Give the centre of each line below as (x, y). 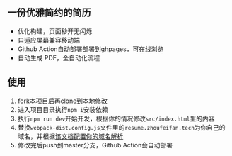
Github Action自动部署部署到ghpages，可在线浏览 (91, 49)
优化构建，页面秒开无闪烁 (55, 31)
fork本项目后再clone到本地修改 (63, 101)
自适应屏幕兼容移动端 (48, 40)
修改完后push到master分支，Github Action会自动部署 (95, 145)
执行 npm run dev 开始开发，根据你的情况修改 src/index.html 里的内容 (116, 118)
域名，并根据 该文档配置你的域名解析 (70, 136)
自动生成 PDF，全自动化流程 (59, 57)
